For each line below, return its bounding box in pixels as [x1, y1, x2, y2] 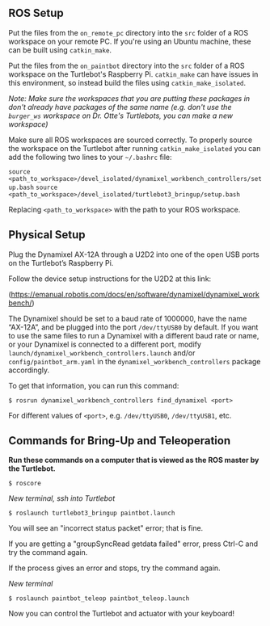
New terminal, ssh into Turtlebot [8, 494, 116, 503]
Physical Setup [8, 228, 86, 242]
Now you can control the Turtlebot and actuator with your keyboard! [8, 609, 235, 619]
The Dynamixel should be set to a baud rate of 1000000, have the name [8, 313, 247, 323]
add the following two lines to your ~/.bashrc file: [8, 152, 172, 162]
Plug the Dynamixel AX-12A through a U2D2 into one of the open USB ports [8, 250, 260, 259]
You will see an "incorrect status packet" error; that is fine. [8, 523, 204, 533]
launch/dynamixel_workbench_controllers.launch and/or [8, 347, 196, 358]
